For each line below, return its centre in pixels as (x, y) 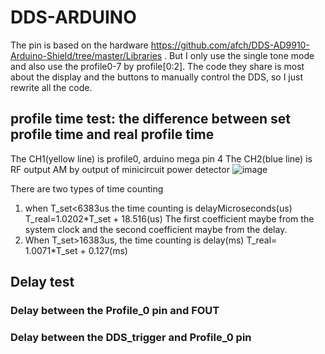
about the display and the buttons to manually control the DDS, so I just (156, 77)
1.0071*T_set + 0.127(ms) (76, 250)
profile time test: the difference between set (151, 119)
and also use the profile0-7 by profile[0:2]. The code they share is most (157, 66)
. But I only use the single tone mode (239, 55)
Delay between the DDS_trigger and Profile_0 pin (131, 337)
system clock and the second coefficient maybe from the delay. (156, 229)
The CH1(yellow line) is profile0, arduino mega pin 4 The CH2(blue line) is (161, 158)
